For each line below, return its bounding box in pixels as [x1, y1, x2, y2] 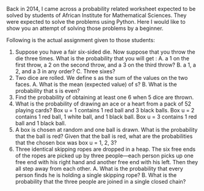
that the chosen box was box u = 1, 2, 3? [15, 139, 117, 146]
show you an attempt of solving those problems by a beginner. [6, 24, 164, 32]
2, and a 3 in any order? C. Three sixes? [15, 68, 115, 75]
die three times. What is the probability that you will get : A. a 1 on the [15, 55, 189, 62]
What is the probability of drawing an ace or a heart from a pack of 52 [15, 100, 191, 107]
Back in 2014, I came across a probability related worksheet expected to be [6, 5, 196, 12]
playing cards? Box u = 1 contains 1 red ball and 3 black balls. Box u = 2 [15, 107, 195, 114]
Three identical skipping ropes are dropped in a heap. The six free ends [15, 146, 196, 153]
